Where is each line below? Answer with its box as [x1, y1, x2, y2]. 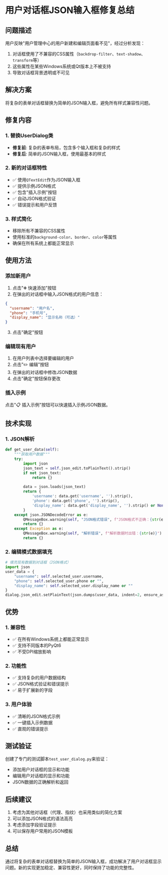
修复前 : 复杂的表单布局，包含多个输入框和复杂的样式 [12, 144, 120, 150]
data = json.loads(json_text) [23, 484, 86, 489]
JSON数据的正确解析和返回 [12, 779, 69, 785]
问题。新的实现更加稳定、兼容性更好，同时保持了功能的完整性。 [5, 864, 136, 870]
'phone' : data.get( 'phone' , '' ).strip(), [31, 498, 120, 503]
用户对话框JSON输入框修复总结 [5, 4, 135, 16]
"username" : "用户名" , [9, 305, 55, 310]
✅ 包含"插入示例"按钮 [12, 189, 57, 195]
